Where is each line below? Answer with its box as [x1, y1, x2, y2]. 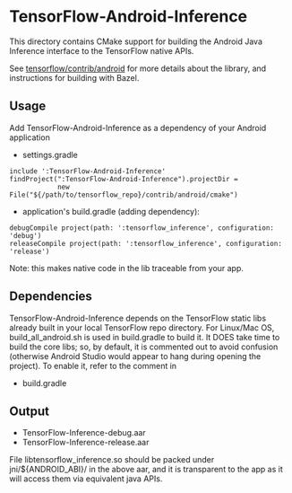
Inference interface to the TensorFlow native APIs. [9, 45, 194, 56]
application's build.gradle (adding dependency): [21, 206, 200, 216]
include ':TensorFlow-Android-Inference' [9, 166, 167, 176]
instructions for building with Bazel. [9, 72, 140, 83]
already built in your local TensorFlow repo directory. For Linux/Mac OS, [9, 321, 275, 333]
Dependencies [9, 289, 92, 304]
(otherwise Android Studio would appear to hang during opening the [9, 350, 262, 361]
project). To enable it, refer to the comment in [9, 360, 177, 371]
